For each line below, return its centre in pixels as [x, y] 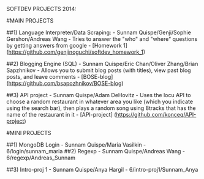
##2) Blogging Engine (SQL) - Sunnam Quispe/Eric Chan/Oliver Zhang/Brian [102, 64]
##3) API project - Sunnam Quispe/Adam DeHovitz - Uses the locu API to [99, 95]
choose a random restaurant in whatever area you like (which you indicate [100, 101]
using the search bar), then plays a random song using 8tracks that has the [101, 108]
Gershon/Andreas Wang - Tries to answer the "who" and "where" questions [102, 39]
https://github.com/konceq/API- [156, 115]
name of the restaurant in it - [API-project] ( [61, 115]
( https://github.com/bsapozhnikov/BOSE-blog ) [65, 83]
